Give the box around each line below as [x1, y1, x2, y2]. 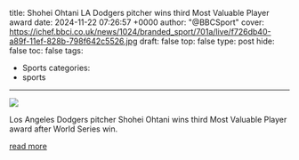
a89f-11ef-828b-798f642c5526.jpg [9, 36, 138, 46]
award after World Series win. [9, 124, 118, 134]
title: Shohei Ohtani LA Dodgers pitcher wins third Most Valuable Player [9, 8, 270, 18]
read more [9, 141, 47, 151]
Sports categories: [21, 62, 91, 73]
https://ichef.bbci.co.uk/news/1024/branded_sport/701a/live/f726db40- [9, 27, 271, 36]
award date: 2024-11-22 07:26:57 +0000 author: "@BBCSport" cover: [9, 17, 265, 28]
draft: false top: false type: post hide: [139, 36, 275, 46]
